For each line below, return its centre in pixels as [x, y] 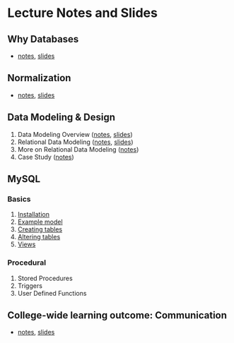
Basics [19, 199]
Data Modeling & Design [61, 118]
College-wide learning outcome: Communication [117, 315]
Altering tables [39, 237]
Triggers [30, 285]
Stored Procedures [45, 278]
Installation [34, 215]
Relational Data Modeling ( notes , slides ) [75, 142]
